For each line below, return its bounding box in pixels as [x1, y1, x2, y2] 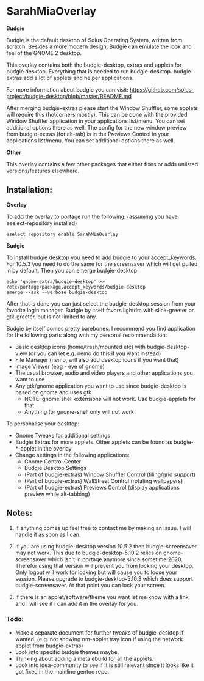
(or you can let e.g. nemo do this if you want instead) [28, 350, 161, 357]
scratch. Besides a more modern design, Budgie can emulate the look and [6, 43, 192, 50]
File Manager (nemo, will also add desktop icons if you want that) [15, 356, 179, 363]
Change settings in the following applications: [15, 451, 130, 458]
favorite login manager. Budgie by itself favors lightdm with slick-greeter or [6, 306, 194, 314]
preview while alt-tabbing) [24, 490, 90, 498]
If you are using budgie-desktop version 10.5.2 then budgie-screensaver [15, 542, 197, 550]
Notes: [6, 508, 32, 518]
